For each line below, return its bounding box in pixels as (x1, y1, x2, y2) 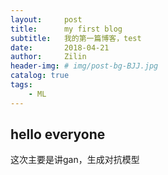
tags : (10, 80, 33, 90)
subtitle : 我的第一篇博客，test (10, 33, 142, 43)
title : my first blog (10, 24, 123, 34)
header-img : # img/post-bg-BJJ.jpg (10, 61, 159, 71)
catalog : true (10, 71, 70, 81)
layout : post (10, 14, 83, 25)
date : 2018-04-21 (10, 42, 110, 53)
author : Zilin (10, 52, 87, 62)
